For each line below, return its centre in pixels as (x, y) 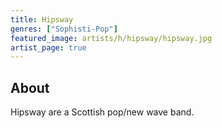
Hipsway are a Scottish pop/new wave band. (102, 112)
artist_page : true (48, 47)
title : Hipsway (42, 19)
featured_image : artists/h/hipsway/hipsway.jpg (111, 38)
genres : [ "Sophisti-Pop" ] (64, 29)
